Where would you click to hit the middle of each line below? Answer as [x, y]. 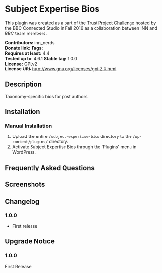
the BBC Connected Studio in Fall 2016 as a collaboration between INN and [81, 28]
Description [23, 85]
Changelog [22, 201]
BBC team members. [26, 33]
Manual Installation [29, 126]
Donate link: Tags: [24, 48]
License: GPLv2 [21, 64]
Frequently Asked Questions [50, 168]
